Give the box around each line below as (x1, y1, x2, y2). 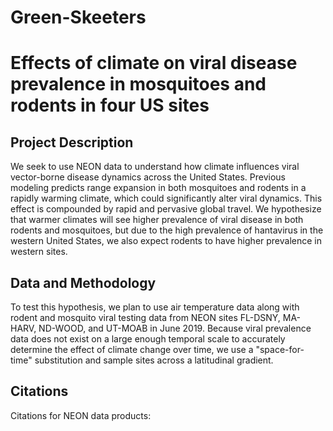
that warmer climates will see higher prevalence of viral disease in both (10, 214, 304, 226)
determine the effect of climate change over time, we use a (10, 344, 254, 355)
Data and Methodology (10, 274, 157, 291)
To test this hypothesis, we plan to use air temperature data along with (10, 301, 300, 313)
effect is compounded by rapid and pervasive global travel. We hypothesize (10, 203, 322, 215)
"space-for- (255, 344, 305, 355)
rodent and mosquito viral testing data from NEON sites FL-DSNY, (10, 312, 281, 323)
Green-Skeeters (10, 6, 147, 29)
